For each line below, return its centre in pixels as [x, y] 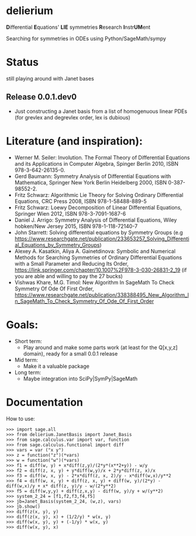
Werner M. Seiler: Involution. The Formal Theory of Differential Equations [102, 158]
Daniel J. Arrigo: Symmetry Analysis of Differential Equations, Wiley [96, 220]
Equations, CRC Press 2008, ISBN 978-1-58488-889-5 [80, 201]
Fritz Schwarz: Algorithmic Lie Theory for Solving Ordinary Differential [99, 195]
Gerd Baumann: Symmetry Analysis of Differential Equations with [93, 176]
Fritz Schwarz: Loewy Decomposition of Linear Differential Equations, [98, 207]
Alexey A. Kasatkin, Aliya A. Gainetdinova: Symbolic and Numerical [95, 251]
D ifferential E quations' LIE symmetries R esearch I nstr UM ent [78, 27]
